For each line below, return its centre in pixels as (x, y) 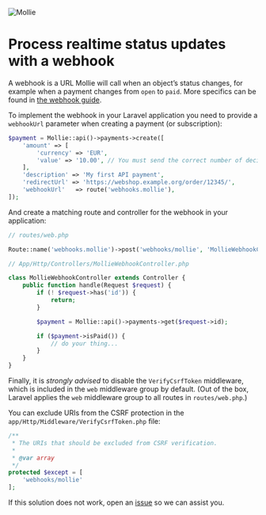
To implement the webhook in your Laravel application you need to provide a (133, 115)
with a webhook (61, 61)
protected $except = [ (46, 473)
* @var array (33, 458)
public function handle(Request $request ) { (97, 285)
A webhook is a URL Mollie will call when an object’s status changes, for (125, 82)
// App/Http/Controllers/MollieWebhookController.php (99, 264)
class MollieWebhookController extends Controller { (97, 278)
